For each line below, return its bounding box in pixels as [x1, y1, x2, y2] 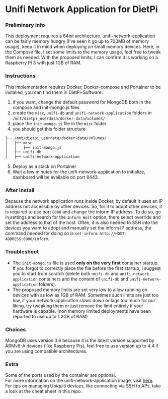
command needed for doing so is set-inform [5, 231, 98, 237]
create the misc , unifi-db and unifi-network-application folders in [12, 109, 152, 116]
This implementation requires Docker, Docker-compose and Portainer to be [5, 84, 161, 90]
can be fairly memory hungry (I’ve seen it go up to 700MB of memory [5, 38, 149, 44]
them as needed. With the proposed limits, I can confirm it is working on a [5, 54, 158, 61]
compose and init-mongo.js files [12, 104, 79, 110]
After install [5, 187, 35, 194]
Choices [5, 326, 26, 333]
